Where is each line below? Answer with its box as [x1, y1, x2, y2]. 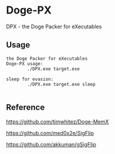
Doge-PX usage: [6, 61, 43, 66]
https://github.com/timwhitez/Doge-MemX [6, 118, 109, 125]
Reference [6, 102, 45, 112]
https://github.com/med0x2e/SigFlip [6, 129, 94, 136]
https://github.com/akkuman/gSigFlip [6, 140, 97, 148]
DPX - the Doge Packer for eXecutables [6, 23, 102, 30]
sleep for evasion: [6, 76, 54, 82]
